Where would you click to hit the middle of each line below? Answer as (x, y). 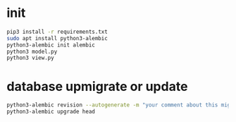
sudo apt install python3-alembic (57, 38)
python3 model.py (32, 51)
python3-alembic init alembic (51, 45)
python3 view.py (30, 58)
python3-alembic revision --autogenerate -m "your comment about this (112, 105)
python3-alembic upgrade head (51, 112)
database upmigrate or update (97, 86)
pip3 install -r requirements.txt (57, 32)
